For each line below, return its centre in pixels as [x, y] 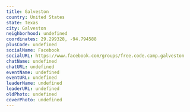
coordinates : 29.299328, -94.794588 [51, 39]
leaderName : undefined [34, 84]
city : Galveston [26, 28]
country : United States [36, 17]
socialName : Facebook [33, 50]
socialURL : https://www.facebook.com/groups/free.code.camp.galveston [95, 56]
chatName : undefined [32, 61]
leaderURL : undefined [33, 89]
